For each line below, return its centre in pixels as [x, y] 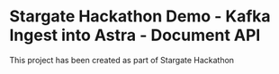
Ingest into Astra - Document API [135, 35]
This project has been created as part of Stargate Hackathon [122, 60]
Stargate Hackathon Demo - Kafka [140, 16]
